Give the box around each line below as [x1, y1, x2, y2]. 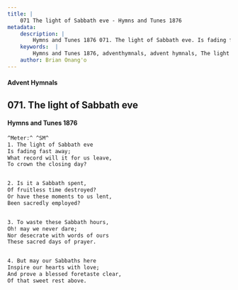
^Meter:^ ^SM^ [7, 134, 50, 142]
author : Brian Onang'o [20, 57, 87, 64]
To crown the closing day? [7, 161, 87, 168]
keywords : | [20, 43, 59, 50]
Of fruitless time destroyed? [7, 186, 97, 194]
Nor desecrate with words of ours [7, 232, 110, 239]
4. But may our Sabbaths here [7, 257, 97, 264]
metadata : [7, 23, 37, 30]
